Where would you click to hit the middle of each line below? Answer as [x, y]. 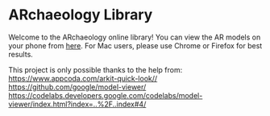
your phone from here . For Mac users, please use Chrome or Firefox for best [135, 45]
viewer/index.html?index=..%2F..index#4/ [77, 104]
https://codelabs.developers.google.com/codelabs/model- [106, 95]
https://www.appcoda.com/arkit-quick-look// [83, 78]
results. [21, 54]
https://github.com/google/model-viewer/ [77, 87]
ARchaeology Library [81, 15]
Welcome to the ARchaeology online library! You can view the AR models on [135, 37]
